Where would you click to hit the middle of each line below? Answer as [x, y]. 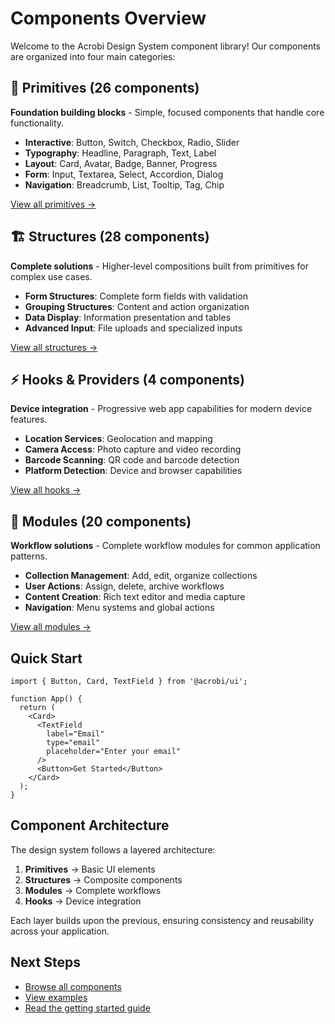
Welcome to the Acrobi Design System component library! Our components [166, 46]
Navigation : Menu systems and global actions [119, 608]
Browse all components [73, 986]
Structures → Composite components [103, 879]
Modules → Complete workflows [93, 890]
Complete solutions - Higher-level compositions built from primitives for [160, 266]
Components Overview [108, 18]
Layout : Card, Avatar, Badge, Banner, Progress [121, 163]
